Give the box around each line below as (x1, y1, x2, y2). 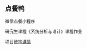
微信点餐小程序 (5, 18, 35, 24)
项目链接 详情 (5, 38, 31, 44)
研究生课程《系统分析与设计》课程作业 (5, 28, 82, 34)
